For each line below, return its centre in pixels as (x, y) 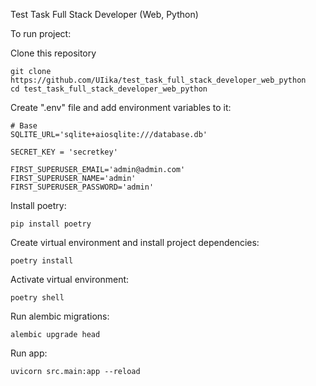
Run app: (29, 353)
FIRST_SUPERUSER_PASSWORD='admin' (82, 187)
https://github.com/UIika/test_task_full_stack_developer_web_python (158, 80)
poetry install (42, 261)
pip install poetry (51, 224)
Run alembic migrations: (60, 316)
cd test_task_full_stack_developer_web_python (109, 89)
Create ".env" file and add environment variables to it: (121, 107)
